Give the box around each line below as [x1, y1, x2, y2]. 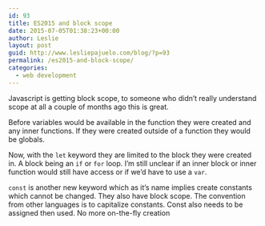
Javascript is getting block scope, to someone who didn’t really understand [8, 93, 257, 103]
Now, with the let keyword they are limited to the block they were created [8, 150, 252, 159]
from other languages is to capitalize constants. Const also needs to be [8, 200, 243, 209]
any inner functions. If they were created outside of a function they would [8, 126, 251, 135]
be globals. [8, 134, 46, 144]
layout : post [8, 42, 52, 50]
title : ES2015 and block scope [8, 19, 113, 27]
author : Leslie [8, 34, 59, 42]
